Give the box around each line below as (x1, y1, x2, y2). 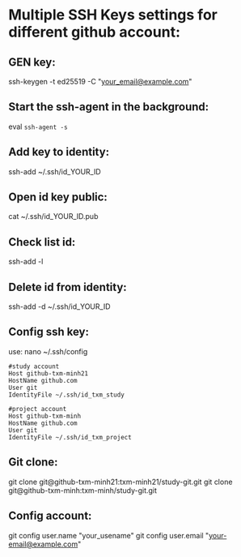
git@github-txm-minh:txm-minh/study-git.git (8, 485, 158, 495)
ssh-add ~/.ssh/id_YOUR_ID (8, 166, 101, 176)
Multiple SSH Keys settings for (8, 6, 218, 24)
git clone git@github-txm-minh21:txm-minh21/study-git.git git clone (8, 477, 233, 486)
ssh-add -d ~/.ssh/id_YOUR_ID (8, 302, 111, 311)
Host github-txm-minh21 (8, 369, 89, 378)
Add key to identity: (8, 145, 110, 159)
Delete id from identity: (8, 280, 127, 293)
